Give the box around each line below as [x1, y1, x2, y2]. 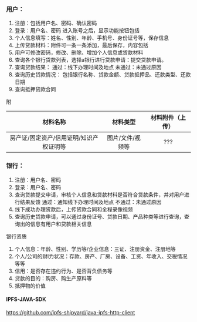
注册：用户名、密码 [14, 176, 62, 183]
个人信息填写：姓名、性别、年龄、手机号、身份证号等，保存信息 [14, 34, 169, 42]
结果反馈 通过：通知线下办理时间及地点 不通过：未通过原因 [19, 198, 162, 205]
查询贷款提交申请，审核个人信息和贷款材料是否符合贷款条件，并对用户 [14, 191, 185, 198]
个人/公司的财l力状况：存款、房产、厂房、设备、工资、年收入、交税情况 [14, 253, 188, 260]
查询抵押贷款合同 [14, 86, 56, 93]
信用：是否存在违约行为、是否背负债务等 [14, 267, 113, 274]
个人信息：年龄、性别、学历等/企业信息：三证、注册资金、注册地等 [14, 245, 176, 252]
